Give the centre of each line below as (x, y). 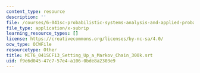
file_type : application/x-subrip (48, 28)
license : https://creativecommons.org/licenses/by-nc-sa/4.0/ (85, 39)
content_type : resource (36, 11)
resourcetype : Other (32, 50)
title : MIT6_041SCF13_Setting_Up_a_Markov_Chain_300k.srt (79, 55)
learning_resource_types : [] (42, 34)
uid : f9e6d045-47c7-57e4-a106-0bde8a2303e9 (61, 61)
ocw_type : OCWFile (29, 45)
